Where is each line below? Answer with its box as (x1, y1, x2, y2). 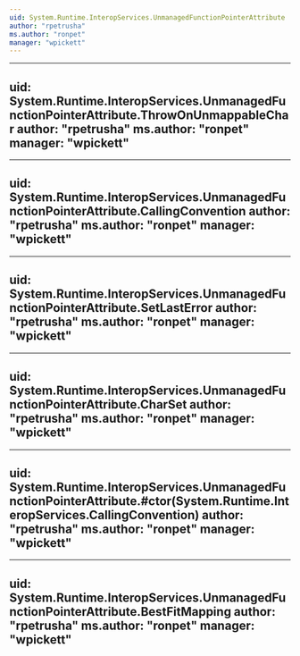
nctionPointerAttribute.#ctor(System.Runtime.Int (9, 493, 290, 509)
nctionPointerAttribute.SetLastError (9, 300, 212, 315)
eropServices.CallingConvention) (9, 507, 200, 523)
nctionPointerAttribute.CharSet (9, 397, 187, 412)
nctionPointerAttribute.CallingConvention (9, 204, 246, 219)
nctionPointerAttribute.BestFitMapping (9, 604, 232, 619)
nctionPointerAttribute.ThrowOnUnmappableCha (9, 107, 289, 122)
